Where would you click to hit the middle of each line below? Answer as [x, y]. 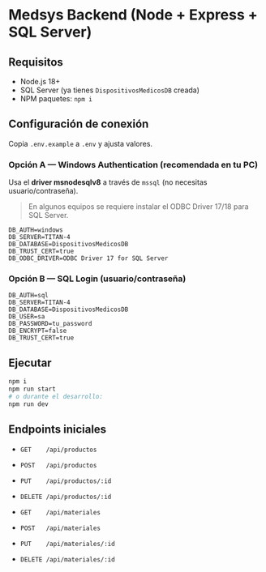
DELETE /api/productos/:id [66, 497]
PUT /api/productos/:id [66, 481]
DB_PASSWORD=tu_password [50, 324]
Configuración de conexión [79, 124]
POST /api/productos [58, 465]
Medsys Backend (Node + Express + [133, 15]
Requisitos [36, 62]
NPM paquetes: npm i [56, 98]
